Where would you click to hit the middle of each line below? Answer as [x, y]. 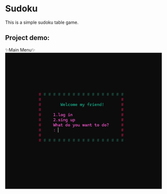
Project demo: [27, 38]
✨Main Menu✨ [20, 49]
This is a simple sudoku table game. [42, 22]
